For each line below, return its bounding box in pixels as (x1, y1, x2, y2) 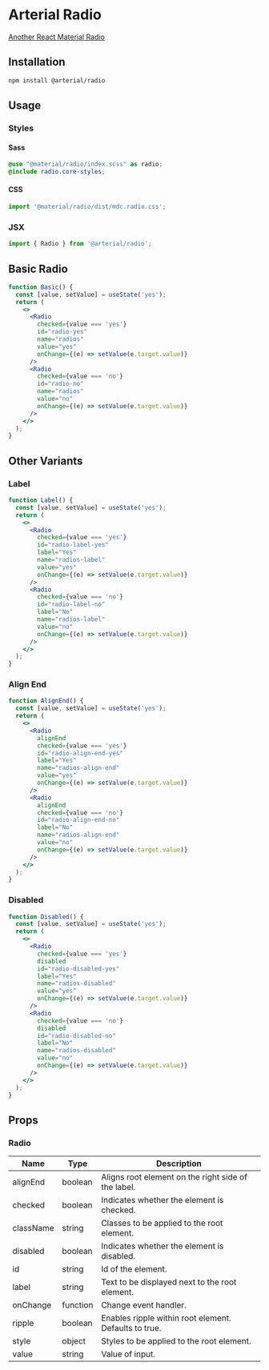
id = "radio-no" (37, 380, 84, 388)
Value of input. (101, 1348, 156, 1360)
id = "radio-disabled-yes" (37, 964, 120, 973)
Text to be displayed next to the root (101, 1276, 237, 1288)
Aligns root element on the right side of (101, 1172, 248, 1183)
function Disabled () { (8, 912, 84, 921)
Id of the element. (101, 1264, 167, 1275)
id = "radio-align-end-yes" (37, 749, 124, 757)
